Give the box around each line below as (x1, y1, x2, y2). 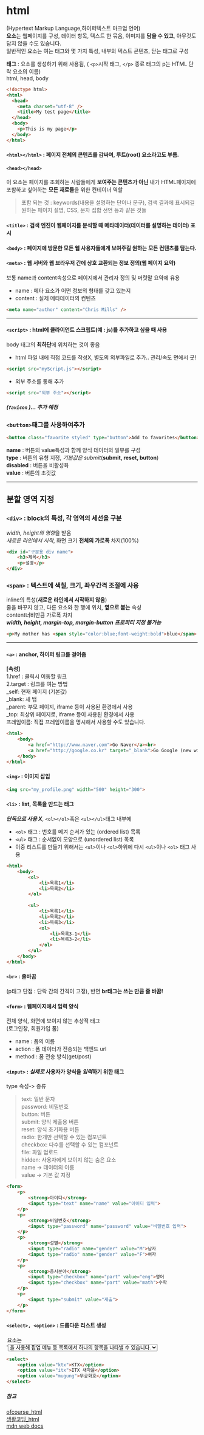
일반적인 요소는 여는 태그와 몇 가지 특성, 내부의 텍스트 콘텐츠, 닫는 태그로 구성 (6, 47, 189, 55)
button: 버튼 (21, 1111, 51, 1118)
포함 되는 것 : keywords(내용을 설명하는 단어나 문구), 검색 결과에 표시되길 (21, 199, 195, 207)
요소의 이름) (12, 67, 41, 75)
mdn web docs (6, 1422, 44, 1430)
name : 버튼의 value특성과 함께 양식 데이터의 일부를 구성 (6, 446, 141, 453)
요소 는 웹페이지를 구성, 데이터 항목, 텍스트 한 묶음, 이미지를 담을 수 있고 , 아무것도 (6, 32, 197, 39)
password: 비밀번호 (21, 1103, 69, 1111)
